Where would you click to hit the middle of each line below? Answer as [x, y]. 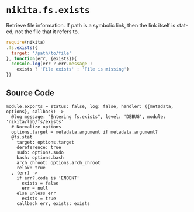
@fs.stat [22, 137]
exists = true [39, 198]
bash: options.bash [40, 157]
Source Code [30, 93]
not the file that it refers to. [47, 32]
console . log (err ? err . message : [52, 64]
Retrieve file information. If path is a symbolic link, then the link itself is [91, 25]
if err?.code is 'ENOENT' [48, 178]
